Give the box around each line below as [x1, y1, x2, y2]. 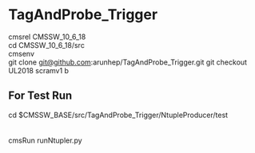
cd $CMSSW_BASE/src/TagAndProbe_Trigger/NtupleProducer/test [8, 110, 229, 120]
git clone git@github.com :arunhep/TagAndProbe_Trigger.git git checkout [8, 57, 248, 67]
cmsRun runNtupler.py [8, 135, 82, 145]
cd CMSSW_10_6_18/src [8, 40, 86, 49]
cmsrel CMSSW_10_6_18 [8, 32, 86, 41]
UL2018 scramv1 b [8, 65, 70, 75]
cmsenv [8, 49, 34, 58]
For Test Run [8, 89, 73, 103]
